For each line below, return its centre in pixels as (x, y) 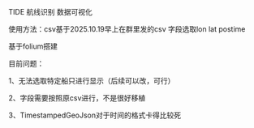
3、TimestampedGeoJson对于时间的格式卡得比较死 (95, 115)
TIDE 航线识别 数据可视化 (51, 12)
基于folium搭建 (33, 46)
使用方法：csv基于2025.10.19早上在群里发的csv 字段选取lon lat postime (127, 29)
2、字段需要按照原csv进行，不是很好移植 (77, 98)
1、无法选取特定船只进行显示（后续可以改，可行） (92, 81)
